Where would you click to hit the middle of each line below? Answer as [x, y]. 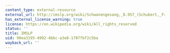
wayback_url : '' [22, 43]
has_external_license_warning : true [44, 19]
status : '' [17, 29]
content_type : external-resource [40, 10]
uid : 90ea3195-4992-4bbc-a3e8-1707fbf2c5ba [52, 38]
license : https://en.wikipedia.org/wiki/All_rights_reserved [71, 24]
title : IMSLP [19, 33]
